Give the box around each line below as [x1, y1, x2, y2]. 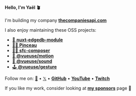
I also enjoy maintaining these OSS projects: [5, 27, 97, 33]
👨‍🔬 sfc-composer [12, 48, 50, 54]
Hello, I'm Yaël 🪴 [5, 4, 41, 10]
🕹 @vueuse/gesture [12, 64, 57, 70]
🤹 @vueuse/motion [12, 53, 54, 59]
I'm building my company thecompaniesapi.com [5, 18, 107, 24]
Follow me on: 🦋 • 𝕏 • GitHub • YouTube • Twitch [5, 75, 110, 81]
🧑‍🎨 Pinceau [12, 42, 37, 48]
